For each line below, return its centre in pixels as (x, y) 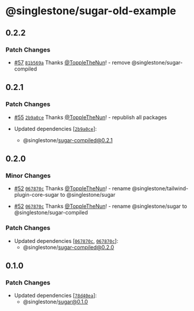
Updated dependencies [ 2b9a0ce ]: (55, 129)
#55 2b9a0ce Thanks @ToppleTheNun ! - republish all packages (90, 117)
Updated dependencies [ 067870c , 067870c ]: (66, 241)
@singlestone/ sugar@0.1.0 (55, 302)
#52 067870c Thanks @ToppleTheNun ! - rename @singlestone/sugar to (101, 206)
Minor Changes (28, 175)
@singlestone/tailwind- (160, 188)
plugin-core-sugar (37, 195)
